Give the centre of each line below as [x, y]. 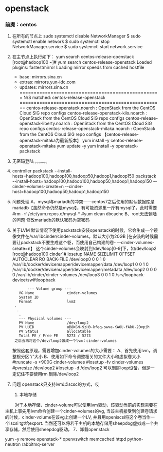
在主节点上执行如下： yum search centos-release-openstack [73, 57]
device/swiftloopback [34, 280]
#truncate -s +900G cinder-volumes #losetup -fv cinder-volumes [78, 362]
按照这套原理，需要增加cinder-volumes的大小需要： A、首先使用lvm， [82, 351]
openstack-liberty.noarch [45, 123]
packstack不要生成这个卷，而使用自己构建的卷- [68, 243]
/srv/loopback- [130, 275]
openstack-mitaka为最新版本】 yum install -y [64, 141]
